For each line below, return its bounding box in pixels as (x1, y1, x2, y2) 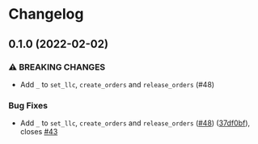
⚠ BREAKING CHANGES (8, 61, 106, 73)
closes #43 (19, 127, 58, 137)
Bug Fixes (8, 100, 49, 111)
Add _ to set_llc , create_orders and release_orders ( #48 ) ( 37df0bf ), (19, 118, 251, 128)
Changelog (8, 5, 84, 23)
